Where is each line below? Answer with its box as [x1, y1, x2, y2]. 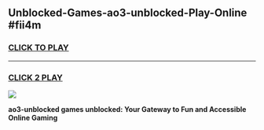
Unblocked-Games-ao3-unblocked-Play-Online [8, 6, 247, 20]
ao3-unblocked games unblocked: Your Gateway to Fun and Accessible [8, 104, 247, 113]
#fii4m [8, 19, 42, 32]
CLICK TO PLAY [8, 43, 69, 54]
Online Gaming [8, 113, 58, 122]
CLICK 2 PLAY [8, 72, 63, 83]
